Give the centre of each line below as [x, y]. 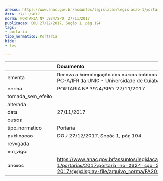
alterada [17, 104]
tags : [10, 28]
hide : [10, 41]
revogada [18, 143]
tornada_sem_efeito [30, 96]
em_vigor [18, 151]
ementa [16, 77]
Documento [71, 66]
